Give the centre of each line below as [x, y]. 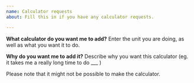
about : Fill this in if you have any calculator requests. [80, 17]
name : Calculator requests [39, 11]
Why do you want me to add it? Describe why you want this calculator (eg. [97, 56]
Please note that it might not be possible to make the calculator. [83, 74]
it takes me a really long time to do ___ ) [54, 63]
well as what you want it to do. [43, 45]
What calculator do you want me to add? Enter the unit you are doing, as [95, 39]
